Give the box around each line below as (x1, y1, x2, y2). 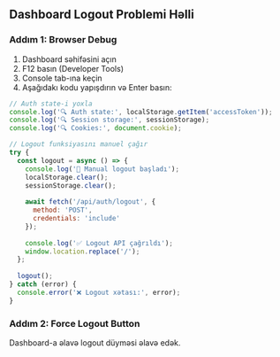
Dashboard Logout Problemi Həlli (9, 7, 194, 22)
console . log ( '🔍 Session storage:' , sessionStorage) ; (9, 115, 210, 125)
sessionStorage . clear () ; (25, 181, 117, 190)
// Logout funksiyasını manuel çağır (9, 140, 148, 149)
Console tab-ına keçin (21, 73, 103, 83)
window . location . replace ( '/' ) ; (25, 247, 140, 256)
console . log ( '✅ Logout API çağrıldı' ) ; (25, 238, 174, 247)
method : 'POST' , (32, 206, 93, 215)
